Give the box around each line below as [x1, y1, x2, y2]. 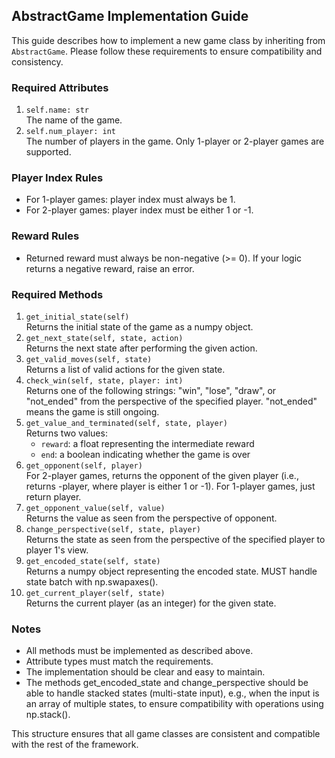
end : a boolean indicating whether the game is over [40, 449, 251, 460]
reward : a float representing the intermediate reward [40, 438, 255, 449]
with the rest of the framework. [11, 739, 139, 751]
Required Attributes [11, 80, 109, 94]
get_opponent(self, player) [25, 461, 143, 471]
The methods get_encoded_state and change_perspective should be [25, 677, 309, 689]
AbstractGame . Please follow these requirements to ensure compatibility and [11, 45, 323, 57]
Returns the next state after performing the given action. [25, 342, 258, 354]
